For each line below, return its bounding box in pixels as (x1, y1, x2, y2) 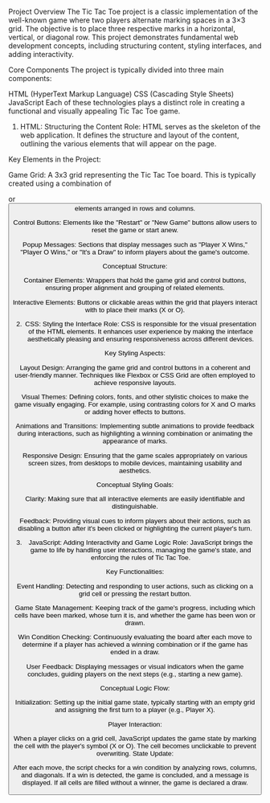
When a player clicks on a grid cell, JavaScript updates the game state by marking (13, 734, 257, 743)
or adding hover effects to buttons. (84, 408, 186, 416)
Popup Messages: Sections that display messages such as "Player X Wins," (22, 240, 247, 248)
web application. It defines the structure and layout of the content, (19, 130, 239, 140)
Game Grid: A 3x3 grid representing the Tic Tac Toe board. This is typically (8, 170, 256, 179)
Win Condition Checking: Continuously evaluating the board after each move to (18, 633, 252, 641)
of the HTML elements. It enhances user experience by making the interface (27, 327, 253, 336)
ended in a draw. (110, 648, 160, 657)
